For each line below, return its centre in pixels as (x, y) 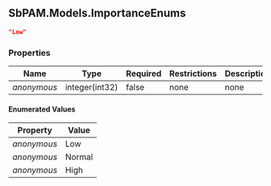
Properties (29, 53)
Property (35, 130)
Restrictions (193, 74)
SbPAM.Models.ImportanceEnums (97, 13)
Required (144, 74)
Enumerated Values (42, 109)
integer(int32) (92, 87)
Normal (79, 157)
